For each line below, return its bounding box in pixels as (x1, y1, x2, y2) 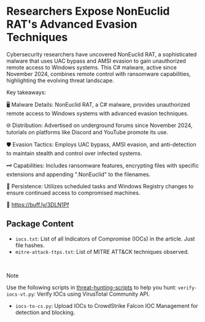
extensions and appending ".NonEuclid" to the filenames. (6, 171, 151, 178)
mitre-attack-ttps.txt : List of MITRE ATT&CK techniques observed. (15, 248, 189, 255)
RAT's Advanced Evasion (6, 17, 137, 31)
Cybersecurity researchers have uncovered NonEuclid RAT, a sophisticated (6, 50, 197, 58)
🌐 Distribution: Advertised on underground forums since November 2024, (6, 121, 193, 129)
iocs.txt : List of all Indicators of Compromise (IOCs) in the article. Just (15, 235, 195, 242)
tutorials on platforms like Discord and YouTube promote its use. (6, 128, 169, 136)
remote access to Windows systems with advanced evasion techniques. (6, 109, 189, 117)
